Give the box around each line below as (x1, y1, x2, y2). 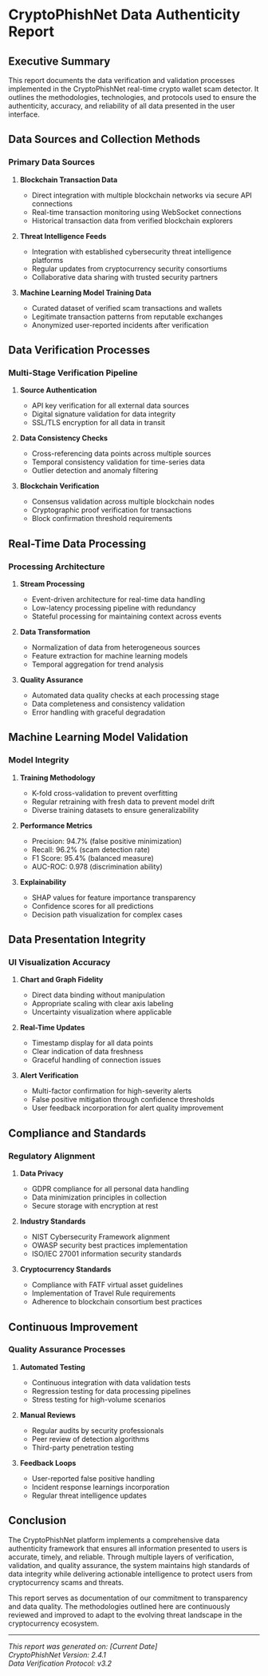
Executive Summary (8, 54, 111, 68)
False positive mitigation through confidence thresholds (31, 1095, 215, 1105)
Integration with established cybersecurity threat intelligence (31, 246, 232, 257)
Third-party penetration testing (31, 1443, 134, 1452)
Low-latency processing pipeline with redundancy (31, 603, 197, 613)
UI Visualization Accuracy (8, 957, 111, 968)
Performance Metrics (19, 821, 93, 830)
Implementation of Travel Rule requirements (31, 1288, 176, 1298)
